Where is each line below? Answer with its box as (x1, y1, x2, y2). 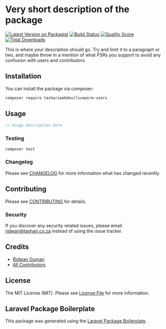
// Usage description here (5, 123, 62, 128)
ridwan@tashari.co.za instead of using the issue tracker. (5, 228, 123, 234)
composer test (5, 146, 35, 152)
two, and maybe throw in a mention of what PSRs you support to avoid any (5, 52, 161, 58)
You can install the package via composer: (5, 85, 94, 92)
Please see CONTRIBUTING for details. (5, 198, 87, 204)
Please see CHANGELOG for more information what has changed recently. (5, 170, 160, 176)
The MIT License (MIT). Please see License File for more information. (5, 290, 149, 296)
